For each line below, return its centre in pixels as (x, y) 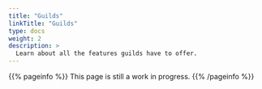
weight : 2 (25, 38)
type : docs (27, 31)
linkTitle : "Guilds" (43, 23)
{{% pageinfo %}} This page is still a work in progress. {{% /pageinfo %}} (131, 76)
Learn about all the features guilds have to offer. (107, 53)
